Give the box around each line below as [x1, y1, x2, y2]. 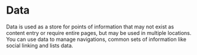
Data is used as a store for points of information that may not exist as [6, 23, 175, 30]
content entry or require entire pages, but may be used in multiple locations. [6, 29, 192, 36]
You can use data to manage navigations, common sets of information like [6, 35, 186, 43]
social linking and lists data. [6, 42, 73, 49]
